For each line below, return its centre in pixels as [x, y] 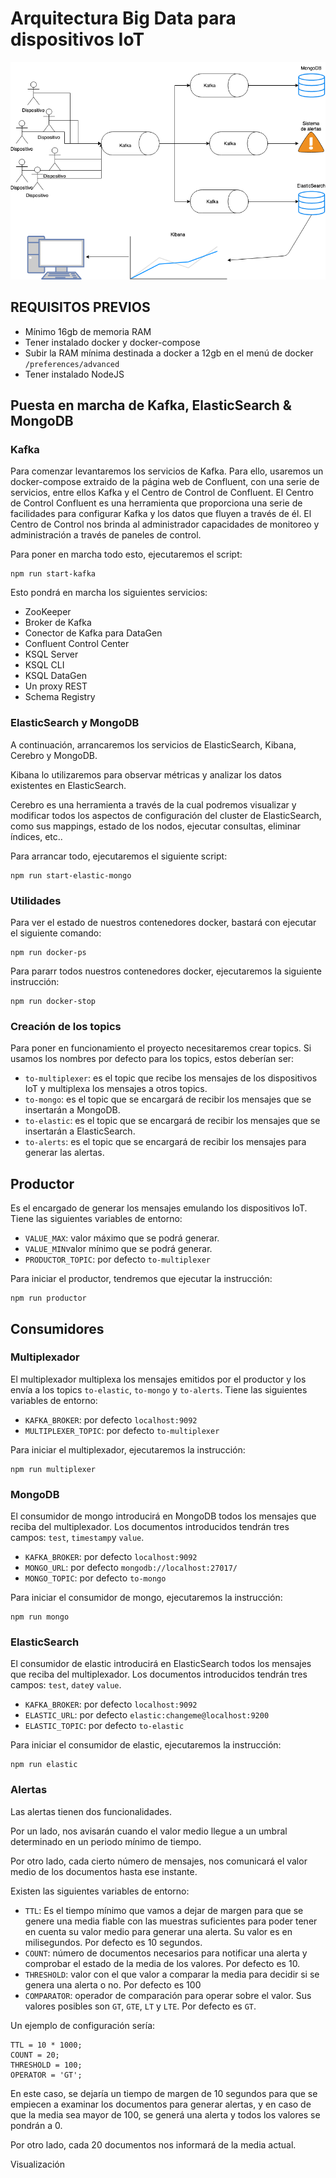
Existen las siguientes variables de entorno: [100, 1891]
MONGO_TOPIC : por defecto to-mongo [95, 1578]
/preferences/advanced [72, 364]
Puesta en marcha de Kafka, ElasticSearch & [151, 405]
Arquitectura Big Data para [123, 18]
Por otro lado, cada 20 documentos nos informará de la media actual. [153, 2144]
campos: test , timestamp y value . [77, 1538]
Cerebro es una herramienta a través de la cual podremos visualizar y [153, 804]
